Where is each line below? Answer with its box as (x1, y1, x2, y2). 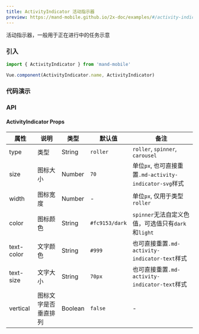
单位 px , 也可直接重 (132, 161, 184, 170)
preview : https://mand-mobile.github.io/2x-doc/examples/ (6, 14, 152, 20)
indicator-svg (132, 180, 172, 187)
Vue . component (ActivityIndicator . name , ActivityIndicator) (6, 72, 155, 78)
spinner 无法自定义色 (132, 210, 190, 218)
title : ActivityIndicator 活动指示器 (6, 8, 95, 15)
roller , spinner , (132, 145, 177, 153)
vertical (9, 304, 30, 312)
